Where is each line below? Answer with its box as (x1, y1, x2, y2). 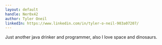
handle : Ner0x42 (5, 12, 38, 17)
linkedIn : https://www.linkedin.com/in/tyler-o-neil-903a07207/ (5, 21, 139, 26)
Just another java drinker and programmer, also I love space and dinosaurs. (5, 34, 158, 40)
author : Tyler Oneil (5, 16, 47, 21)
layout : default (5, 7, 38, 12)
